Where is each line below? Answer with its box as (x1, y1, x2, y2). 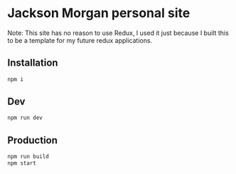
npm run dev (7, 114, 43, 122)
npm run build (7, 153, 50, 160)
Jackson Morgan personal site (7, 5, 191, 21)
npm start (7, 160, 37, 167)
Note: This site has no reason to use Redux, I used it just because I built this (7, 29, 229, 37)
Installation (7, 57, 58, 69)
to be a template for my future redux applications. (7, 36, 153, 44)
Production (7, 134, 58, 146)
